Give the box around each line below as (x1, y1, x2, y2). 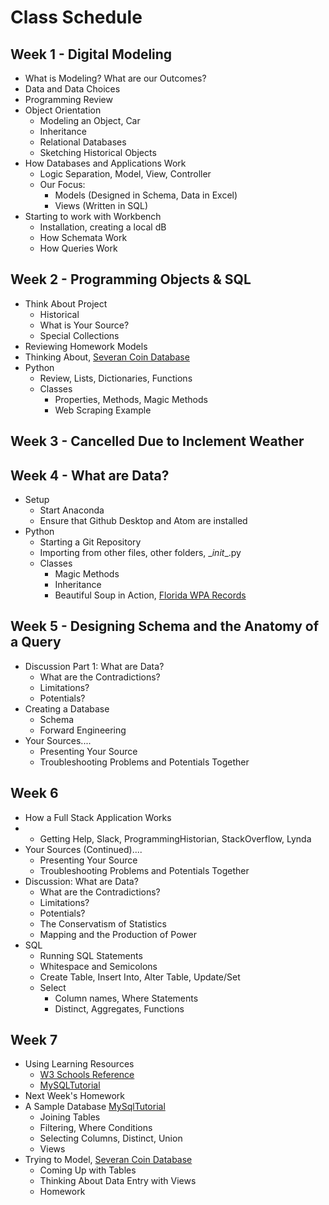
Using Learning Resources (24, 1058, 135, 1070)
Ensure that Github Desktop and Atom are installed (39, 515, 248, 527)
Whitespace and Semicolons (39, 960, 158, 972)
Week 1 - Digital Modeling (10, 46, 173, 63)
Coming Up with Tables (39, 1164, 137, 1176)
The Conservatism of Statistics (39, 917, 167, 930)
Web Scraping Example (54, 404, 152, 416)
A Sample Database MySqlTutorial (24, 1101, 166, 1113)
